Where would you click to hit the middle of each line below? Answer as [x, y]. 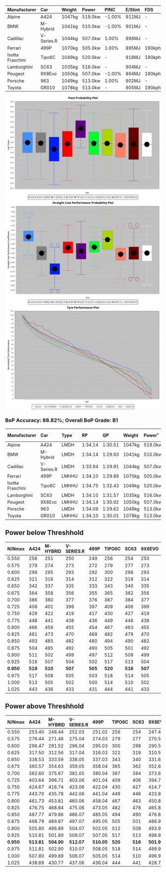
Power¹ [151, 435]
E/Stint [133, 9]
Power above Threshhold [44, 706]
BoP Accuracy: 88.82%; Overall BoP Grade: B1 [62, 420]
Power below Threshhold [44, 533]
